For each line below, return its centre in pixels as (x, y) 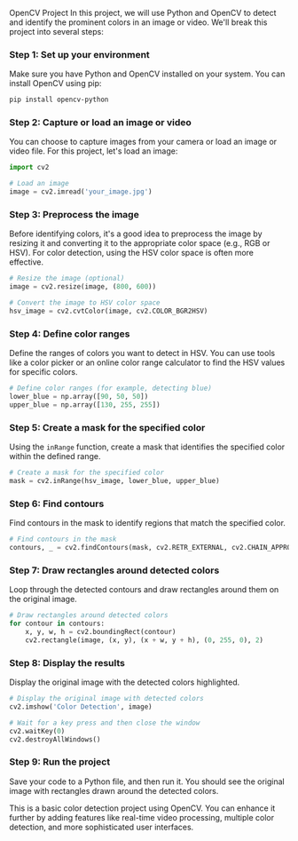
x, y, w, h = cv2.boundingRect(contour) (101, 631)
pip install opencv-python (59, 100)
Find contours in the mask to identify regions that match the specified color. (148, 523)
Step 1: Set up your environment (80, 54)
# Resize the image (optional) (67, 279)
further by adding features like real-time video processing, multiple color (142, 817)
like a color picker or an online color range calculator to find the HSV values (147, 362)
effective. (27, 262)
